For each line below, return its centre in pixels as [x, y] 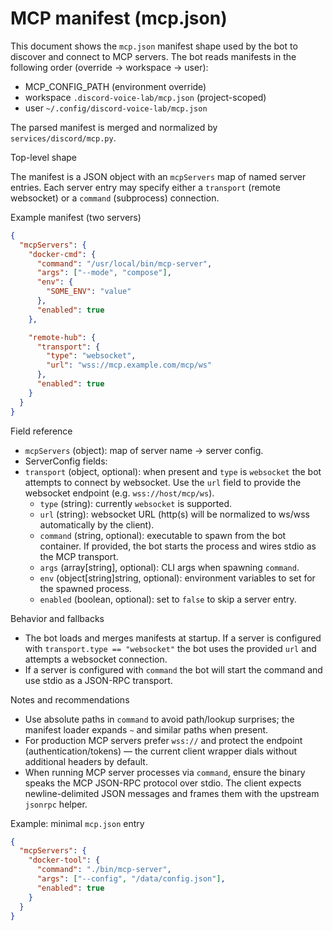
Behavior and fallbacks [57, 618]
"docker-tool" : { [64, 860]
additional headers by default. [86, 761]
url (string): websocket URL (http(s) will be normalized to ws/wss [174, 514]
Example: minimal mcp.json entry [77, 823]
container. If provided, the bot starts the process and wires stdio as [178, 546]
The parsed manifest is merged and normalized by [114, 127]
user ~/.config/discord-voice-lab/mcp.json [116, 108]
